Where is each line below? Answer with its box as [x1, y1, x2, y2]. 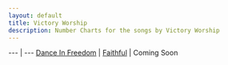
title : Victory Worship [8, 19, 88, 27]
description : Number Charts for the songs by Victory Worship [8, 26, 220, 34]
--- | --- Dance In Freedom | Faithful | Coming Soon [8, 48, 178, 58]
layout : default [8, 11, 62, 20]
